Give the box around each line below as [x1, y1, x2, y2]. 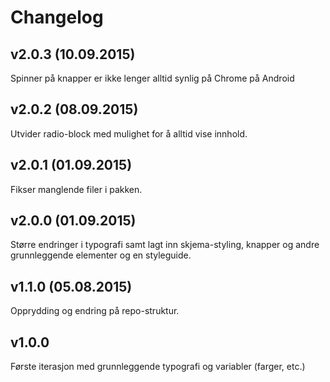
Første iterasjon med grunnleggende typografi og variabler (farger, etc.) [10, 361, 306, 373]
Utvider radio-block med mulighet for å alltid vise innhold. [10, 127, 248, 140]
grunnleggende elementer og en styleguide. [10, 249, 192, 261]
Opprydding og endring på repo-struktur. [10, 305, 180, 317]
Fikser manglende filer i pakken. [10, 183, 143, 195]
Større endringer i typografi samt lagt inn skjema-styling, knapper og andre [10, 239, 320, 251]
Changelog [10, 6, 104, 29]
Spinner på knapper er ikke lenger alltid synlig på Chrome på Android [10, 72, 295, 84]
